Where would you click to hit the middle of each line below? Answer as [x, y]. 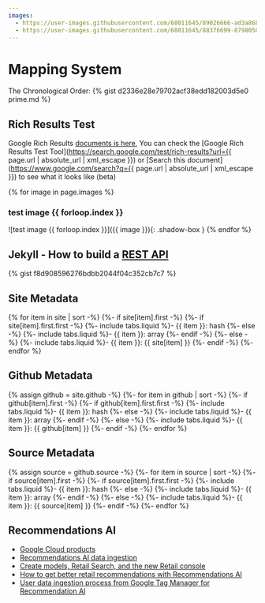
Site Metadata [43, 298]
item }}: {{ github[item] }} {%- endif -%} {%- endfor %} [98, 428]
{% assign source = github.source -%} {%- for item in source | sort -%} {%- [132, 472]
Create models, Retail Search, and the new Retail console [112, 566]
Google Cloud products [58, 549]
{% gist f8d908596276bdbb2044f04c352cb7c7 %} [92, 274]
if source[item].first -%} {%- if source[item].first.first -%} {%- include [121, 480]
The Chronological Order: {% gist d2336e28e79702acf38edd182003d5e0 [128, 91]
